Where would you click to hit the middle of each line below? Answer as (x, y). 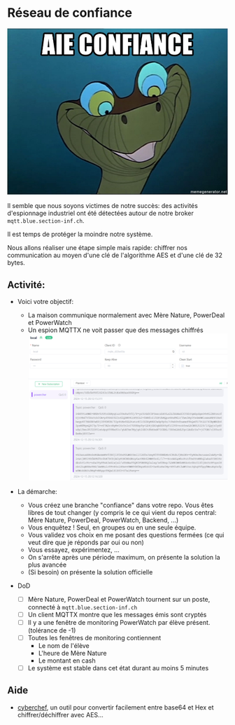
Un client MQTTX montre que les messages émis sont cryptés (117, 614)
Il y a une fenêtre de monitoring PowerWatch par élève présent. (119, 622)
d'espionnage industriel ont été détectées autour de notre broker (100, 213)
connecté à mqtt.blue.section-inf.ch (83, 607)
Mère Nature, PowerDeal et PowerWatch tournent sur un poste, (119, 599)
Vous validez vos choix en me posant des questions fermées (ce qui (126, 534)
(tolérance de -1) (52, 630)
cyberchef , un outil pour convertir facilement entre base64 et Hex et (115, 707)
